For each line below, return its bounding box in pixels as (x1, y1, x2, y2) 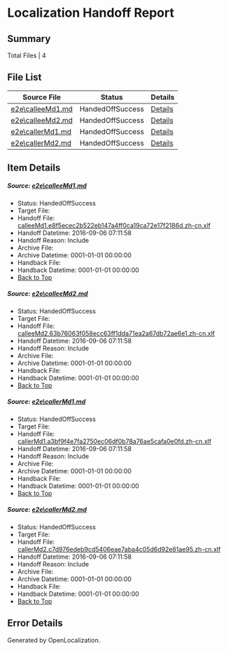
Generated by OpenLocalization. (7, 636, 101, 644)
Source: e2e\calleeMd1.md (7, 181, 87, 189)
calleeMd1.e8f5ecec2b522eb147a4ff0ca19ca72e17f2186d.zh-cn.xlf (17, 222, 211, 230)
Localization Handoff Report (7, 5, 175, 21)
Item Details (7, 162, 61, 174)
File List (7, 71, 42, 83)
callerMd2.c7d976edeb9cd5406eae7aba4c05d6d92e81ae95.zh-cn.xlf (17, 545, 221, 554)
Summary (7, 33, 51, 45)
